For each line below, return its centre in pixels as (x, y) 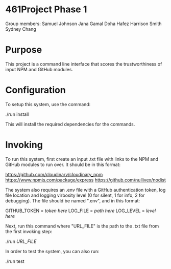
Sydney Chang (21, 29)
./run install (17, 114)
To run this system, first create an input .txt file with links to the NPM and (82, 159)
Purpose (24, 50)
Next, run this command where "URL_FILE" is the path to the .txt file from (82, 226)
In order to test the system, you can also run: (52, 251)
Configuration (36, 90)
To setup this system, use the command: (48, 104)
